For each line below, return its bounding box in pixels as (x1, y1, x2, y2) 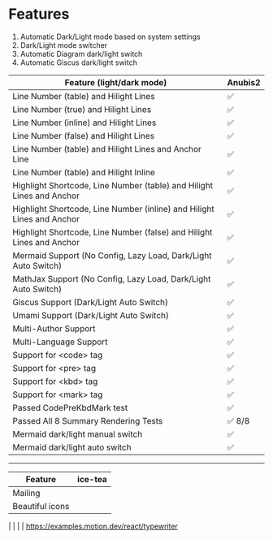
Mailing (12, 487, 41, 498)
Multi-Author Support (12, 322, 96, 334)
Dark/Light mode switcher (19, 40, 108, 50)
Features (8, 5, 70, 24)
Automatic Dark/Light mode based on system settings (19, 32, 201, 41)
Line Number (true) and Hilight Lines (12, 103, 152, 114)
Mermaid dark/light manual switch (12, 428, 143, 439)
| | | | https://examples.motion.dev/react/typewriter (8, 521, 179, 531)
